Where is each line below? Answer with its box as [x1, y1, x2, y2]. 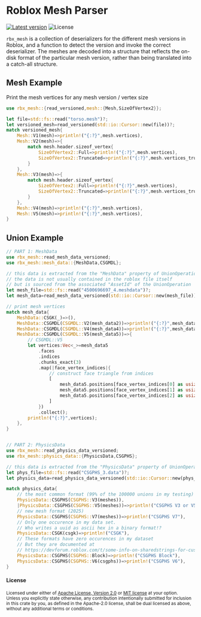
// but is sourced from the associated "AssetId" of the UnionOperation [6, 282, 191, 288]
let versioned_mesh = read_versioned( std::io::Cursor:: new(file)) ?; [6, 121, 175, 127]
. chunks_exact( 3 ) [38, 359, 82, 365]
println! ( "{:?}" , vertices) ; [28, 415, 98, 421]
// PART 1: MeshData [6, 249, 58, 255]
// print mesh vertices [6, 303, 66, 310]
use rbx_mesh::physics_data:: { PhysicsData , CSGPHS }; [6, 453, 138, 459]
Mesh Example [6, 78, 63, 88]
